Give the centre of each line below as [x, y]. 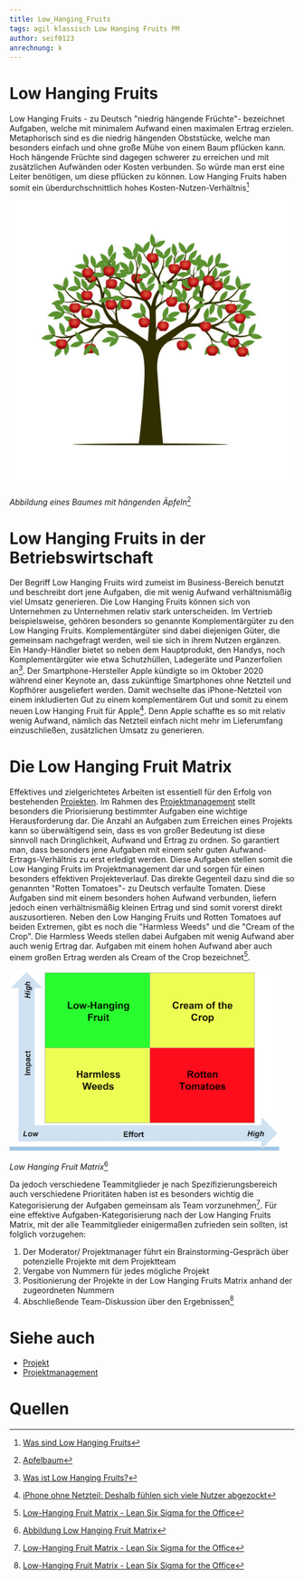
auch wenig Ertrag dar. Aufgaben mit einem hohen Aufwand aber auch [141, 946]
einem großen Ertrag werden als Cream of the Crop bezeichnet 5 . [130, 956]
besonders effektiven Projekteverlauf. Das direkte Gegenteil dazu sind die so [152, 878]
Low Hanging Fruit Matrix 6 [59, 1166]
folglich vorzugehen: [47, 1234]
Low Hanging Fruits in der [108, 538]
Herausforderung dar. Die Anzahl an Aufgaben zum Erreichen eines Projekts [151, 821]
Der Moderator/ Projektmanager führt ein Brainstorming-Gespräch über [156, 1251]
